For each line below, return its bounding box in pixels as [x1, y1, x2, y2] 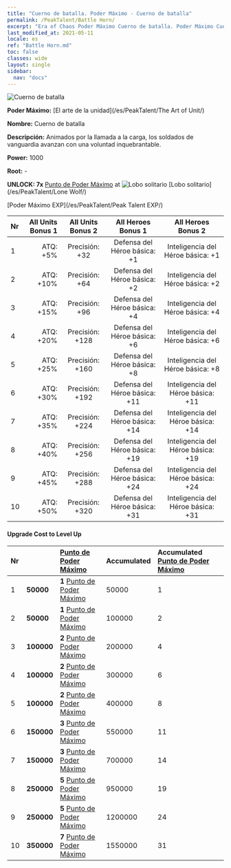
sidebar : [7, 68, 32, 74]
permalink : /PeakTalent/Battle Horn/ [7, 17, 115, 23]
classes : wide [7, 55, 48, 62]
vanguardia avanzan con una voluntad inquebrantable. [7, 141, 162, 149]
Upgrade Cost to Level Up [7, 530, 82, 538]
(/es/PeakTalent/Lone [7, 187, 68, 196]
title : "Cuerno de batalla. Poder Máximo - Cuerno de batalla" [7, 10, 192, 17]
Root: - [7, 167, 27, 176]
